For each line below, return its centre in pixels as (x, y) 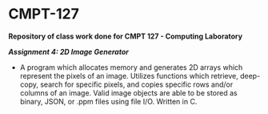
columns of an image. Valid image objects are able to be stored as (128, 92)
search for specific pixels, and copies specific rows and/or (136, 84)
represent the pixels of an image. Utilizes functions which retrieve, (129, 75)
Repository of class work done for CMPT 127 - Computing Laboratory (125, 36)
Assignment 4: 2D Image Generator (69, 51)
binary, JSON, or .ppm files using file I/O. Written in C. (108, 101)
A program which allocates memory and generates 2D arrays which (131, 67)
